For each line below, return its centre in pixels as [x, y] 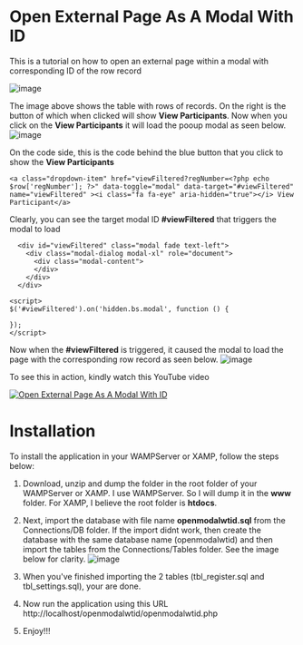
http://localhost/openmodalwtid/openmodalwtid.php [120, 613]
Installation [53, 431]
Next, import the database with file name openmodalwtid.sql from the [154, 520]
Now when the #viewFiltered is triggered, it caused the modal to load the [147, 349]
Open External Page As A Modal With [152, 17]
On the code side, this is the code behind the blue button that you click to [147, 152]
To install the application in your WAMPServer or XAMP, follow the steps [144, 456]
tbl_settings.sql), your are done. [82, 586]
